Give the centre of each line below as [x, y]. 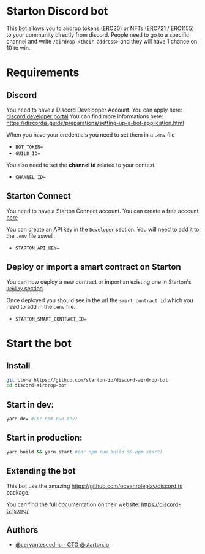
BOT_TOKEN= [29, 147]
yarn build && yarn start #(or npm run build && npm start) [85, 452]
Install [18, 366]
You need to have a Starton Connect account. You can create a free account [102, 211]
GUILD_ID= [28, 154]
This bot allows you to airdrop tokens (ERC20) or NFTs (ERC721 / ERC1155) [100, 28]
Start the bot [39, 343]
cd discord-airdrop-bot [37, 385]
